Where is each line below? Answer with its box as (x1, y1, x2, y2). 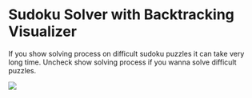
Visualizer (8, 22, 78, 41)
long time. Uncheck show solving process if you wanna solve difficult (8, 57, 238, 67)
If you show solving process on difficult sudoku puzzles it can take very (8, 49, 245, 58)
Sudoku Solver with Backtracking (8, 6, 234, 24)
